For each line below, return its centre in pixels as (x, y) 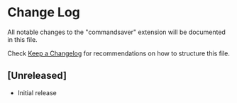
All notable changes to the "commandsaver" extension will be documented (116, 32)
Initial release (37, 92)
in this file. (22, 39)
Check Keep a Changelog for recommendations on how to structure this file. (119, 53)
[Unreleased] (37, 76)
